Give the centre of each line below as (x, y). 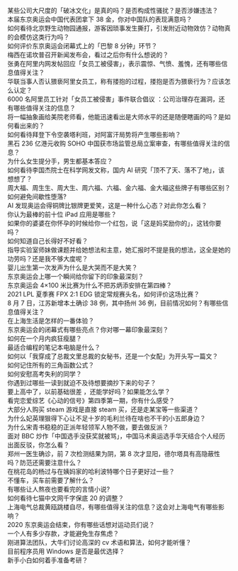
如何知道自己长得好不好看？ (48, 241)
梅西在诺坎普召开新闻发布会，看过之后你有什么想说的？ (88, 55)
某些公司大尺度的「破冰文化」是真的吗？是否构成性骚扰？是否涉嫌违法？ (113, 10)
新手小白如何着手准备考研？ (48, 560)
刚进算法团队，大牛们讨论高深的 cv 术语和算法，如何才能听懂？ (100, 542)
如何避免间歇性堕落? (37, 196)
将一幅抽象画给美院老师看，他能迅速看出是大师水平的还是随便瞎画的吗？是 (116, 117)
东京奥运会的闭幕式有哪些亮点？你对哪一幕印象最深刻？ (88, 329)
